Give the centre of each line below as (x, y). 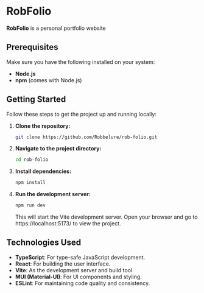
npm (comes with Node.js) (48, 80)
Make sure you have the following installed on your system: (81, 62)
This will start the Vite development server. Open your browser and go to (106, 217)
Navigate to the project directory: (58, 149)
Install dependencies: (43, 171)
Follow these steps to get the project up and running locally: (82, 114)
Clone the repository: (43, 125)
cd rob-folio (32, 160)
